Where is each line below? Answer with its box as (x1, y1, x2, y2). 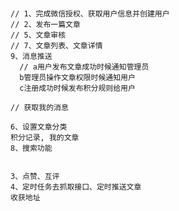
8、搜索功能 (10, 143, 53, 154)
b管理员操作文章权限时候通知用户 (19, 73, 136, 83)
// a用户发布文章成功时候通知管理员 (19, 62, 150, 72)
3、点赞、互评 (10, 172, 60, 182)
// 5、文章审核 (10, 30, 67, 41)
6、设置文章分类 (10, 122, 68, 132)
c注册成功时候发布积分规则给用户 (19, 83, 136, 94)
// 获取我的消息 (10, 103, 69, 113)
